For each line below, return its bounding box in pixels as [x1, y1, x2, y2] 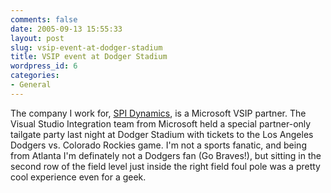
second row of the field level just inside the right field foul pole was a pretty [10, 160, 321, 172]
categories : [10, 71, 60, 81]
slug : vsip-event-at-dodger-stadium [10, 42, 163, 53]
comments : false [10, 14, 78, 25]
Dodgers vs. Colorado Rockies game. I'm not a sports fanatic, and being [10, 139, 307, 151]
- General [10, 80, 52, 90]
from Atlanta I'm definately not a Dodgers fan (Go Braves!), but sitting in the [10, 149, 322, 161]
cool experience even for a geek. [10, 171, 147, 183]
